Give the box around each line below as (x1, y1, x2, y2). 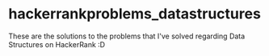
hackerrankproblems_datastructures (8, 5, 261, 23)
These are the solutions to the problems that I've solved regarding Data (8, 31, 246, 41)
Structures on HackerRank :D (8, 39, 106, 49)
